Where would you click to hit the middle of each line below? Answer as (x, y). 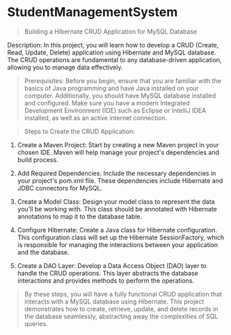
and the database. (43, 252)
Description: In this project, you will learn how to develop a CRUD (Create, (113, 45)
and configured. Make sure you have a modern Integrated (107, 103)
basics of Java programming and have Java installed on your (112, 88)
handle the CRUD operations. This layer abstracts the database (107, 273)
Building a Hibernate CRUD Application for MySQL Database (111, 31)
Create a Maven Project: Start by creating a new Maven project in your (118, 144)
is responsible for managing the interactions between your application (118, 244)
